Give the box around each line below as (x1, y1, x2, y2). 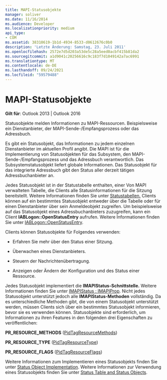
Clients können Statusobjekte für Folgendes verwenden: (5, 228, 121, 235)
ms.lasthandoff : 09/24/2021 (5, 68, 64, 73)
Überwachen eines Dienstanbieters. (12, 248, 86, 254)
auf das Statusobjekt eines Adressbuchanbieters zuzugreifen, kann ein (5, 208, 151, 214)
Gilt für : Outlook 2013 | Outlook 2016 (5, 110, 81, 116)
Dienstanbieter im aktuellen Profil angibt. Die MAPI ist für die (5, 145, 130, 151)
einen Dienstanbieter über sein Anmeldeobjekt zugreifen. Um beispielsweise (5, 203, 162, 209)
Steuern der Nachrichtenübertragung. (12, 258, 91, 264)
